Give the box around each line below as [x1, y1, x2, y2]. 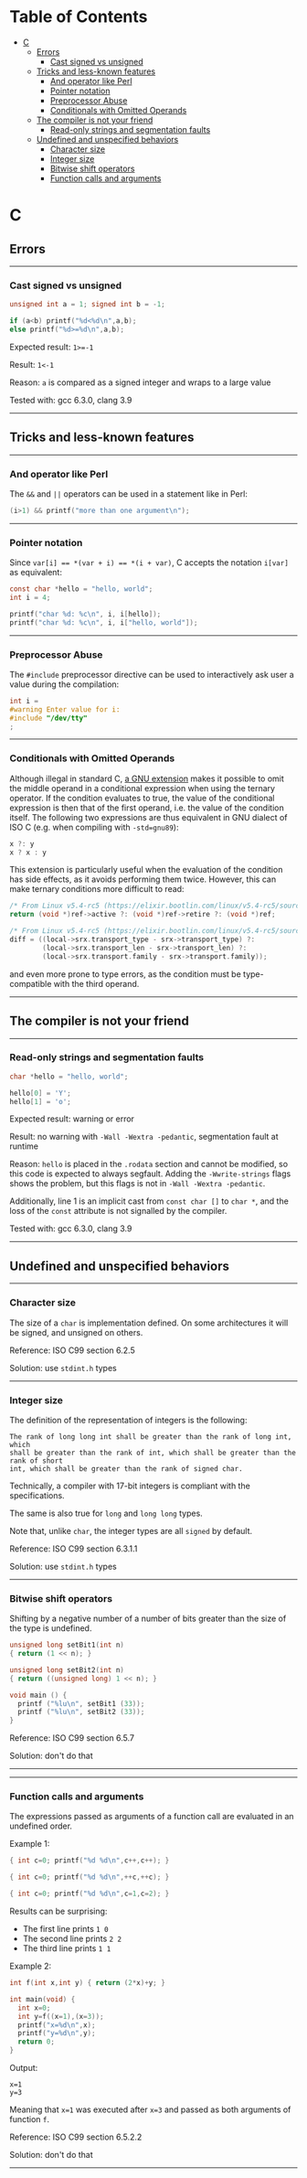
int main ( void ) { [9, 1994, 76, 2004]
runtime [9, 1141, 39, 1152]
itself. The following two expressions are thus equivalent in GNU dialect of [9, 811, 288, 822]
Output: [9, 2063, 38, 2074]
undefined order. [9, 1820, 73, 1831]
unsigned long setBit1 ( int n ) [9, 1640, 125, 1650]
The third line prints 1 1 [22, 1943, 111, 1954]
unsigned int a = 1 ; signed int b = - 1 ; [9, 300, 166, 309]
